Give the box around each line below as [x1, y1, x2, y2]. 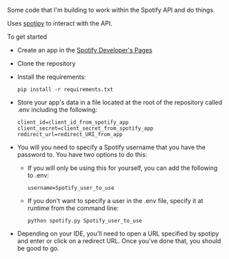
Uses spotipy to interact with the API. [7, 19, 112, 27]
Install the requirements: [17, 73, 86, 81]
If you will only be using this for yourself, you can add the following [27, 164, 218, 172]
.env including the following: [17, 106, 98, 113]
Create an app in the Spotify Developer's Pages [17, 46, 153, 54]
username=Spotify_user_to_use [27, 184, 115, 191]
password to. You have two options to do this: [17, 151, 148, 158]
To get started [7, 32, 48, 41]
